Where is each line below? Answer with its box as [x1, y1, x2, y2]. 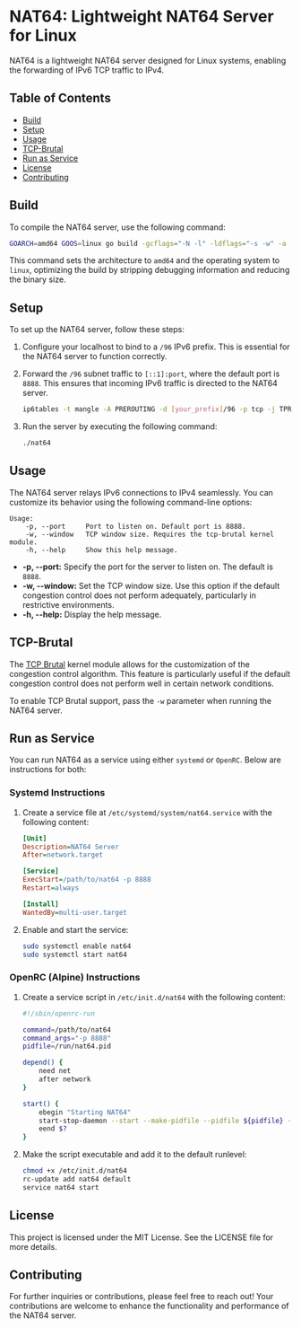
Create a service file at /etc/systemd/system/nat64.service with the [21, 806, 273, 818]
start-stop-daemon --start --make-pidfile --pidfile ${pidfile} [39, 1116, 284, 1125]
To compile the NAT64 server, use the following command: [9, 222, 226, 233]
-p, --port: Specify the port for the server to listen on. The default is [21, 561, 273, 572]
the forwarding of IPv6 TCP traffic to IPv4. [9, 65, 164, 75]
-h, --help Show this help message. [25, 545, 178, 554]
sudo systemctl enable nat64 [21, 941, 132, 951]
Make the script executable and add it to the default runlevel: [21, 1149, 247, 1160]
